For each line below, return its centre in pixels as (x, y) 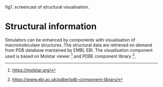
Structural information (51, 27)
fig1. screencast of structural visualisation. (47, 7)
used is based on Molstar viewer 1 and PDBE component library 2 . (71, 56)
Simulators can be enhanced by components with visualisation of (70, 40)
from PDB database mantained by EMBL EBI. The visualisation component (79, 50)
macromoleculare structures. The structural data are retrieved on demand (79, 45)
